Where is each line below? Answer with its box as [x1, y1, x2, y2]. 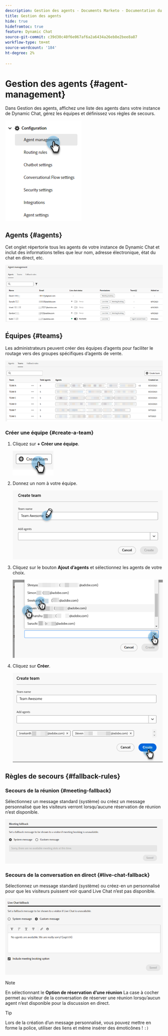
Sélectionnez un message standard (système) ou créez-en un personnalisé [5, 883, 160, 889]
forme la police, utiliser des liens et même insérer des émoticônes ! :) [5, 1025, 149, 1031]
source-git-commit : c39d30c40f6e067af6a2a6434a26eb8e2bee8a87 [5, 35, 137, 40]
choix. [12, 570, 25, 576]
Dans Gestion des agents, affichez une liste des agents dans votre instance [5, 105, 160, 111]
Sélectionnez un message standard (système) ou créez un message [5, 799, 145, 805]
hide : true [5, 19, 28, 24]
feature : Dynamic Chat [5, 29, 52, 35]
